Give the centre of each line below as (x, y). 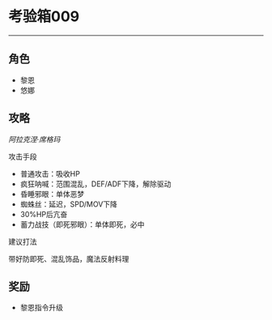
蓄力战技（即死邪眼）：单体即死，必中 (82, 224)
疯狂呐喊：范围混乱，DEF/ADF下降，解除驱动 (96, 184)
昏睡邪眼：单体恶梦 (52, 194)
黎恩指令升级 (41, 308)
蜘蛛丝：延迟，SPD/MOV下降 (68, 204)
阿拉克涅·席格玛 (34, 139)
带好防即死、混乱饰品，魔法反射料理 (69, 258)
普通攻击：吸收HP (50, 173)
